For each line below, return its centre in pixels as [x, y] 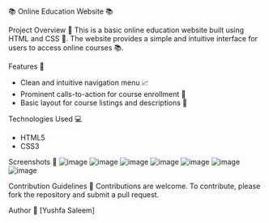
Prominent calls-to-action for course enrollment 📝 [103, 94]
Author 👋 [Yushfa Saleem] [52, 210]
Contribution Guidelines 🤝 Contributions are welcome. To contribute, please [134, 186]
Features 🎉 [26, 66]
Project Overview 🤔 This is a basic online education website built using [126, 30]
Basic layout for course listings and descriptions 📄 [104, 103]
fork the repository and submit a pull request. [84, 195]
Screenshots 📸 [33, 162]
